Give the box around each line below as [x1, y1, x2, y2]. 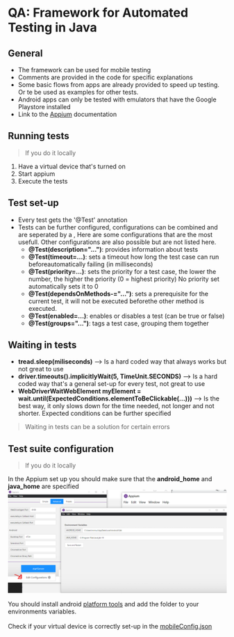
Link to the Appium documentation [17, 110, 117, 118]
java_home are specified [8, 482, 79, 491]
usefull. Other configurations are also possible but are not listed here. [17, 238, 217, 246]
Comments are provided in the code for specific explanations [17, 73, 193, 81]
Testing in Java [8, 19, 98, 35]
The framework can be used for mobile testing [17, 66, 151, 74]
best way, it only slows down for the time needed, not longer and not [17, 402, 215, 410]
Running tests [8, 130, 70, 142]
